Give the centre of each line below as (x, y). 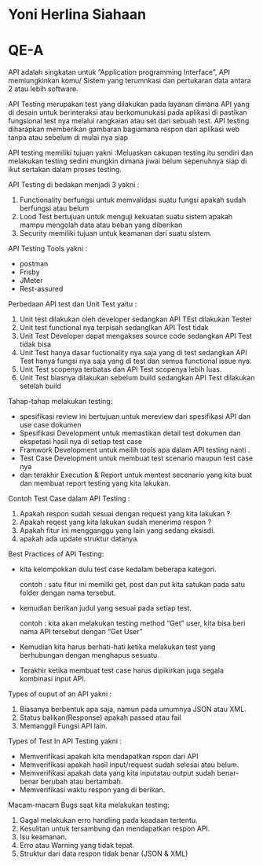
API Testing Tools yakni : (48, 248)
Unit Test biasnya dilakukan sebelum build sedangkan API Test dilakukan (137, 378)
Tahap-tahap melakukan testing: (60, 402)
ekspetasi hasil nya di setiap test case (81, 442)
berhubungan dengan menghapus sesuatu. (89, 655)
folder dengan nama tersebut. (68, 593)
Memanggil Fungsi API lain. (63, 726)
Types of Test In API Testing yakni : (65, 741)
